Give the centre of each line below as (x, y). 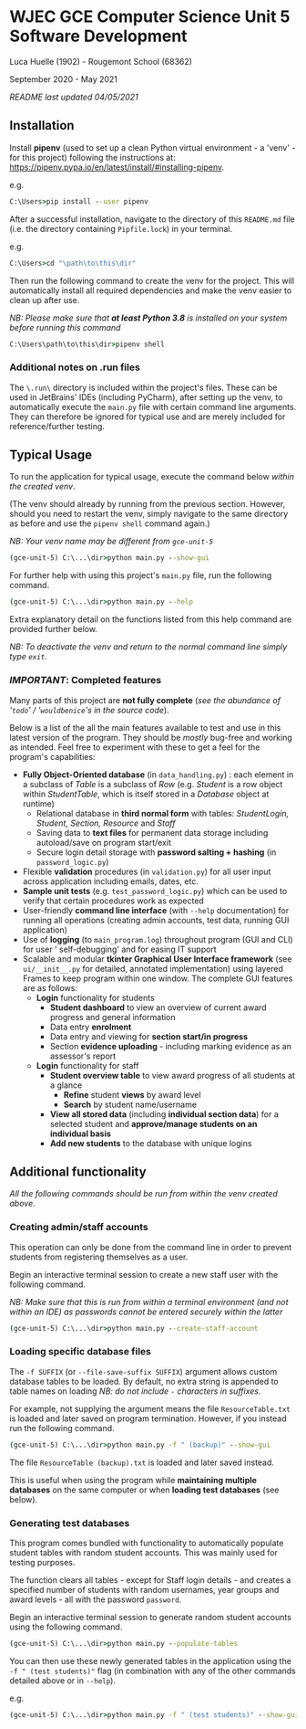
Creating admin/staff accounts (79, 1228)
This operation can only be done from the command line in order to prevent (151, 1247)
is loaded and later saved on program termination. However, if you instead (148, 1418)
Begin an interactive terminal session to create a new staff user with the (144, 1274)
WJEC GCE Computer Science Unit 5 (150, 17)
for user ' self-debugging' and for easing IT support (119, 949)
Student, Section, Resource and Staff (106, 823)
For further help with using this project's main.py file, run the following (141, 575)
